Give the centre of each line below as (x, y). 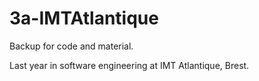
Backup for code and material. (71, 46)
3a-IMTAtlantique (84, 18)
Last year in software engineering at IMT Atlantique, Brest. (129, 65)
